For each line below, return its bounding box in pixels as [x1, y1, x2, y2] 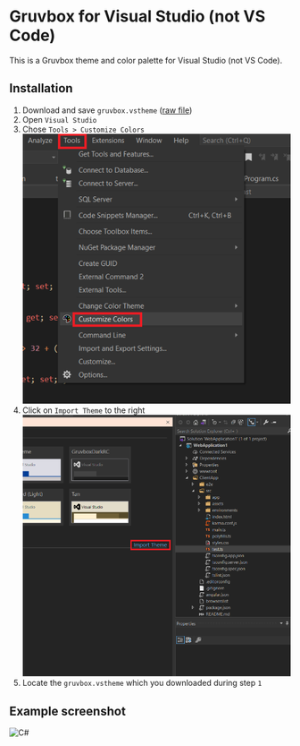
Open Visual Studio [21, 114, 97, 124]
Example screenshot [9, 703, 127, 718]
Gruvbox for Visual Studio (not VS [9, 6, 266, 27]
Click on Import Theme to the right [21, 405, 146, 416]
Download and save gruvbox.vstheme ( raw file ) [21, 105, 193, 116]
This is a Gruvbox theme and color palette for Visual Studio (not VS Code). [9, 55, 283, 65]
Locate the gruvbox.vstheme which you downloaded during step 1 [21, 678, 262, 689]
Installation [9, 81, 73, 96]
